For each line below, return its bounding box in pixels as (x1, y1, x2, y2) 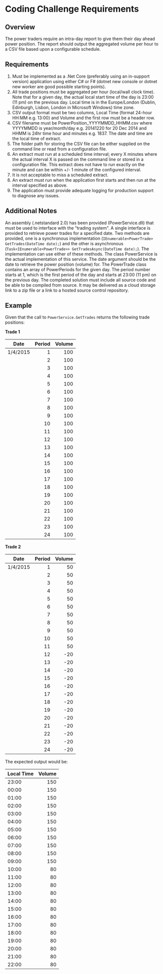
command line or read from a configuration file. (12, 146, 107, 152)
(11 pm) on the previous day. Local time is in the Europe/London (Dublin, (12, 99, 156, 105)
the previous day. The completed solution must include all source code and (5, 277, 156, 283)
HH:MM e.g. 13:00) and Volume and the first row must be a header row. (12, 115, 155, 121)
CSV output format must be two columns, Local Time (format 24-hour (12, 109, 152, 115)
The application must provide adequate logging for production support (12, 187, 154, 193)
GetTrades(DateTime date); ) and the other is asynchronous (5, 240, 124, 246)
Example (5, 301, 32, 310)
